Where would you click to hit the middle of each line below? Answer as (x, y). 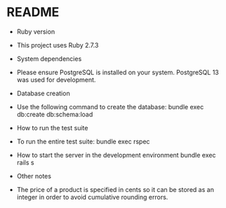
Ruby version (36, 32)
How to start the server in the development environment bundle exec (116, 155)
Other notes (34, 176)
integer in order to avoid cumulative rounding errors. (92, 197)
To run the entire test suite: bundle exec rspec (83, 141)
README (33, 12)
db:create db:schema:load (55, 114)
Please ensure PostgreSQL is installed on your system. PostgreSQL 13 (118, 72)
